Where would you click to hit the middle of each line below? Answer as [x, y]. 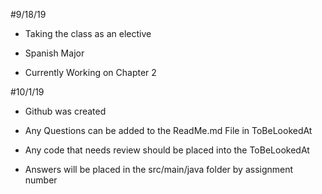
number [41, 180]
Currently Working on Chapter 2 [90, 72]
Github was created [65, 111]
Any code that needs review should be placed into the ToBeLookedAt [167, 150]
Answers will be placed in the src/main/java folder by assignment [159, 169]
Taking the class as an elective [88, 33]
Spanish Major [54, 53]
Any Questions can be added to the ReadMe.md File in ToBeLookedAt [168, 130]
